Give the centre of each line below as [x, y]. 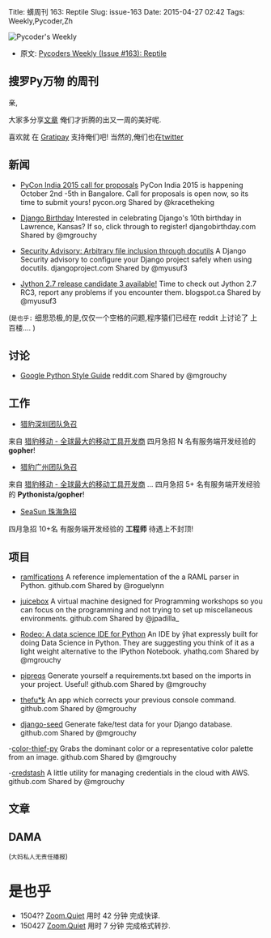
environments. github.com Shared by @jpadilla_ [100, 619]
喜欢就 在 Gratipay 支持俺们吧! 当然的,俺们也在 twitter [96, 137]
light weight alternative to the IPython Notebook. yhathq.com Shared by [140, 651]
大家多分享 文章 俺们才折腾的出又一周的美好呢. [85, 119]
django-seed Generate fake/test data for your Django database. [126, 724]
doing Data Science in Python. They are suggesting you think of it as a [137, 643]
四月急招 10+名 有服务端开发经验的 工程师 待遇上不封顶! [101, 529]
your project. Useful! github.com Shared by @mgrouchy [113, 684]
